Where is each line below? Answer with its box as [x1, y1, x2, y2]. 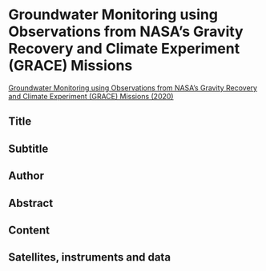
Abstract [8, 196, 54, 209]
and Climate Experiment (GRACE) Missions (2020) [8, 91, 174, 101]
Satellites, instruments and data [8, 250, 171, 265]
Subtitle [8, 141, 49, 155]
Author [8, 169, 44, 183]
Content [8, 223, 50, 237]
